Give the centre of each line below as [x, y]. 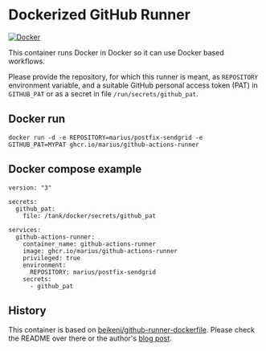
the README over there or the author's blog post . [90, 338]
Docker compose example [75, 169]
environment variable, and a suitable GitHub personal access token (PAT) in [133, 85]
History [27, 310]
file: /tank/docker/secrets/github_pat [90, 216]
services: [25, 230]
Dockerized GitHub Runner [100, 15]
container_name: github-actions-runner [90, 244]
